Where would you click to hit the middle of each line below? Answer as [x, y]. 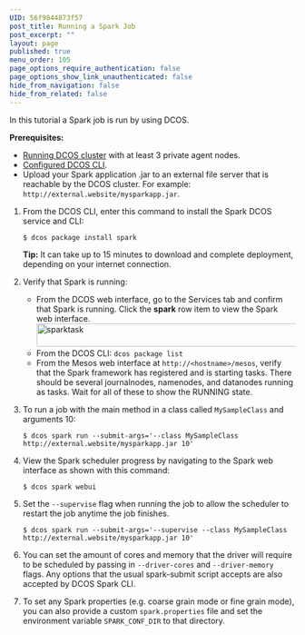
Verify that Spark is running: [75, 282]
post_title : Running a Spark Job [73, 26]
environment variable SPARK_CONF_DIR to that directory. [123, 620]
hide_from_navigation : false [64, 85]
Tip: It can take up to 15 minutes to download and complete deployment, [158, 254]
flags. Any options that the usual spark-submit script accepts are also [152, 574]
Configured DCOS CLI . [64, 164]
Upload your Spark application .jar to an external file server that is [146, 174]
